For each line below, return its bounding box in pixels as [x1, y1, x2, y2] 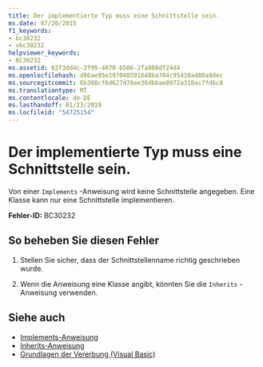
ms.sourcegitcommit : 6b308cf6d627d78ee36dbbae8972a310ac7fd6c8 [8, 79, 224, 87]
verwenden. [58, 288, 98, 297]
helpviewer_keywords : [8, 49, 81, 57]
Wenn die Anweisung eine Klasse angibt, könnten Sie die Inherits [19, 279, 238, 288]
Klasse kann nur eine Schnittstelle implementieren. [8, 195, 175, 204]
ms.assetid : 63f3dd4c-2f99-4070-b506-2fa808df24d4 [8, 64, 181, 72]
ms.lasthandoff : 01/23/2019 [8, 101, 102, 109]
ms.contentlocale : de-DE [8, 94, 91, 102]
